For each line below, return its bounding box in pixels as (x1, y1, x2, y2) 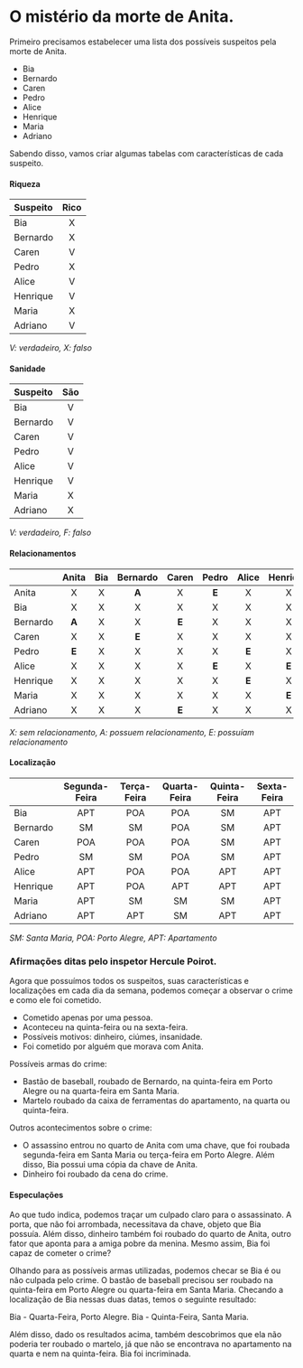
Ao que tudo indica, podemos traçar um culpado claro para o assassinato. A (9, 1209, 292, 1221)
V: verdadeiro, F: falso (9, 527, 92, 539)
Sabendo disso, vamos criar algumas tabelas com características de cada (9, 147, 284, 159)
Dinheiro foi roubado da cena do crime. (22, 1168, 169, 1180)
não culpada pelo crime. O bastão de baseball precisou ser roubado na (9, 1275, 273, 1286)
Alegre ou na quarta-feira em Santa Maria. (22, 1086, 180, 1097)
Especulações (9, 1189, 64, 1200)
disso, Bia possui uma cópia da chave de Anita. (22, 1159, 198, 1170)
